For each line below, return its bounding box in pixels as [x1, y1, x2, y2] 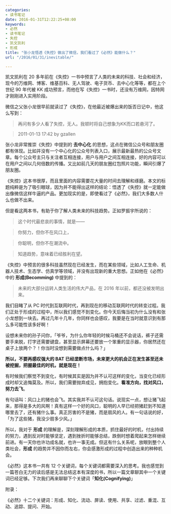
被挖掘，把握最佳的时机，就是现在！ [5, 362, 81, 368]
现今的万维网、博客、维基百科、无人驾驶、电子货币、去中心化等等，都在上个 [5, 80, 166, 87]
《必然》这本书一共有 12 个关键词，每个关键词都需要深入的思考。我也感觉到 [5, 463, 164, 469]
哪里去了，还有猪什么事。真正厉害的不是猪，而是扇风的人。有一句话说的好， [5, 409, 166, 415]
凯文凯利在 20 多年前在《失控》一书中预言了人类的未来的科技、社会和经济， [5, 74, 165, 80]
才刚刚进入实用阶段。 [5, 93, 50, 99]
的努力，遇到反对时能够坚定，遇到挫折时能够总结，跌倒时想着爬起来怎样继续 [5, 433, 166, 439]
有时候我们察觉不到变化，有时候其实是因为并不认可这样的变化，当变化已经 [5, 373, 161, 379]
